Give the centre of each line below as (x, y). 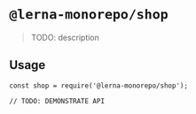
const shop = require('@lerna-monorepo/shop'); (99, 86)
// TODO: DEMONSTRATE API (57, 101)
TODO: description (65, 37)
